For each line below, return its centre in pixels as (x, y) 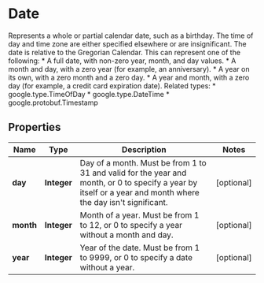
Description (144, 149)
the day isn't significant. (124, 202)
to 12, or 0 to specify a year (131, 225)
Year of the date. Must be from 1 (140, 248)
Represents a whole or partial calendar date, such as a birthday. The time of (131, 35)
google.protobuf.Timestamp (53, 102)
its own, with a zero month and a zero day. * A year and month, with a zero (129, 77)
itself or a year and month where (140, 192)
